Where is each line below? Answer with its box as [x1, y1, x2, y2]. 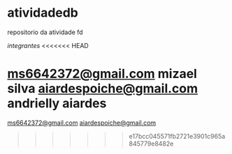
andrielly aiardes [7, 95, 107, 111]
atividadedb [7, 5, 79, 21]
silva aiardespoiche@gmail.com [7, 81, 198, 97]
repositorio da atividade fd [7, 28, 83, 36]
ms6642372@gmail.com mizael [7, 66, 198, 82]
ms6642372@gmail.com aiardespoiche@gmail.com [7, 118, 157, 127]
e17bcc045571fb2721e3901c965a [129, 132, 226, 140]
